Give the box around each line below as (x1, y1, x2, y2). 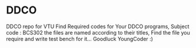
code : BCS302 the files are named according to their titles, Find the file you (6, 29, 190, 36)
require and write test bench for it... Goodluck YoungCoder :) (6, 35, 153, 42)
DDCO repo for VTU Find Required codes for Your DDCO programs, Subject (6, 23, 190, 30)
